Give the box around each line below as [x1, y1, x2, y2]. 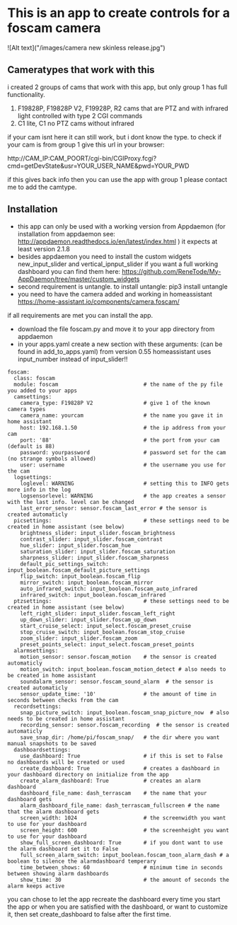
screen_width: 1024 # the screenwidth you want [20, 814, 226, 822]
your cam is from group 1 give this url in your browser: [7, 140, 165, 149]
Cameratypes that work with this [7, 64, 155, 76]
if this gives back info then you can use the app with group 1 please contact [7, 175, 228, 183]
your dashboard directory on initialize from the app [7, 771, 170, 778]
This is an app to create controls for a [7, 5, 231, 21]
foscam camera [7, 20, 101, 36]
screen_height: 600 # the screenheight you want [20, 827, 230, 834]
